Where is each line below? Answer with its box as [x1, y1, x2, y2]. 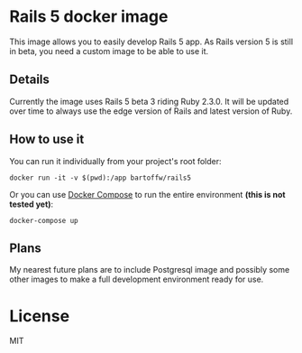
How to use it [9, 132, 85, 147]
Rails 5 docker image [9, 6, 169, 27]
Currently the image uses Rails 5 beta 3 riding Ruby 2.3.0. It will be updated [9, 96, 289, 107]
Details [9, 72, 50, 88]
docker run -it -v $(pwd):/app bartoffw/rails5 [9, 173, 192, 182]
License [9, 305, 70, 326]
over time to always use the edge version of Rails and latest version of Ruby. [9, 106, 293, 116]
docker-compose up [9, 216, 78, 225]
